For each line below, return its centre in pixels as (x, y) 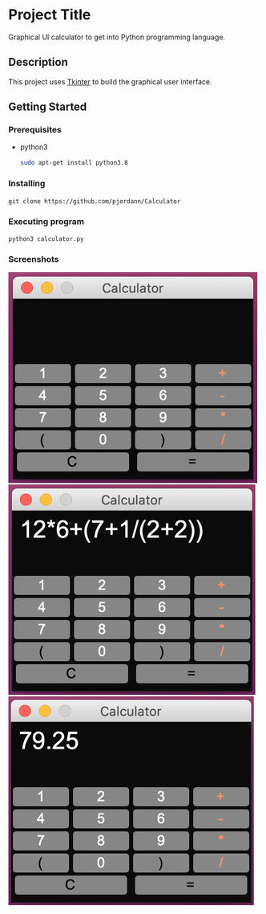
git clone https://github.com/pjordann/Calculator (95, 201)
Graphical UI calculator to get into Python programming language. (117, 37)
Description (38, 62)
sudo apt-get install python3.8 (74, 163)
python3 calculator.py (46, 239)
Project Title (50, 15)
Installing (27, 184)
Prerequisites (35, 130)
